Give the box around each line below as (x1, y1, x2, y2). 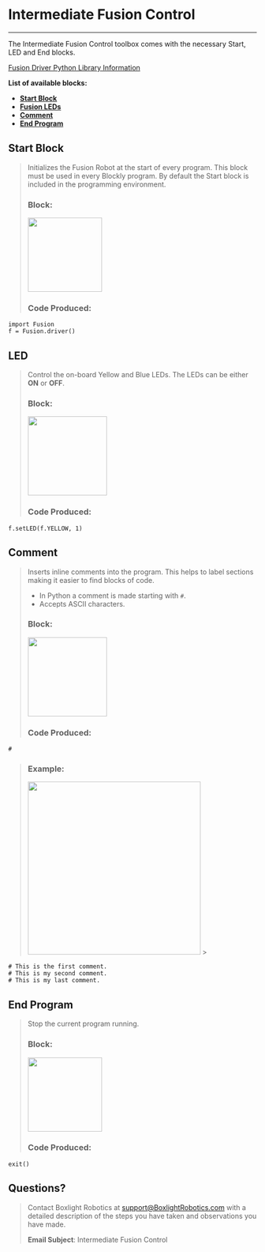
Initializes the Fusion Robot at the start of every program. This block (27, 162, 248, 172)
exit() (8, 1160, 30, 1168)
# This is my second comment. (8, 970, 108, 978)
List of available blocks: (8, 78, 88, 88)
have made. (27, 1220, 66, 1229)
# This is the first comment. (8, 963, 108, 970)
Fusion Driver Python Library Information (8, 62, 140, 72)
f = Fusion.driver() (8, 327, 77, 335)
